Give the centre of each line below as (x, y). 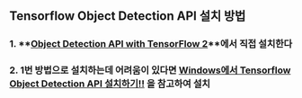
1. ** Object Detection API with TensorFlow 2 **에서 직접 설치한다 (151, 44)
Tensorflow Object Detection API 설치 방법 (128, 16)
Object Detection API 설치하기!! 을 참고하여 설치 (110, 84)
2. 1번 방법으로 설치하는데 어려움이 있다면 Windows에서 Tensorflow (150, 70)
